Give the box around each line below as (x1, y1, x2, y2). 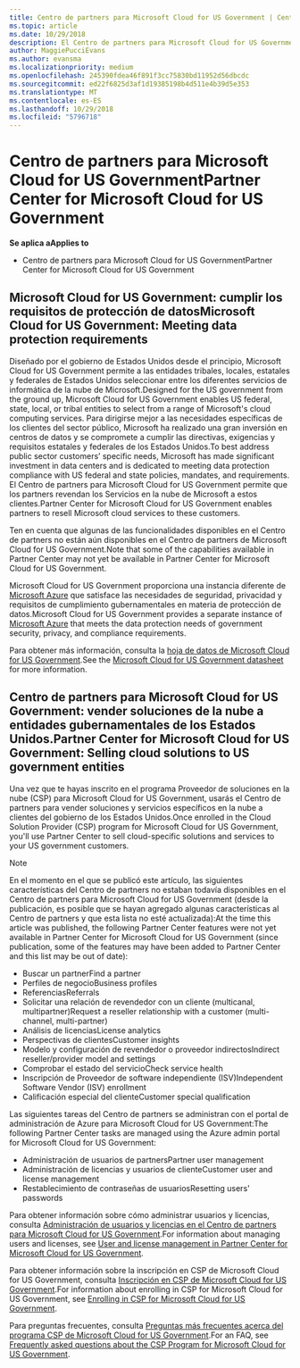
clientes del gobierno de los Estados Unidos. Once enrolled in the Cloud (9, 812, 271, 822)
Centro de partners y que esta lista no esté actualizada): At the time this (9, 913, 271, 923)
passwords (21, 1192, 63, 1203)
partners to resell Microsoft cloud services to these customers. (9, 507, 241, 518)
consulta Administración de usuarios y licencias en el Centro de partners (9, 1219, 277, 1230)
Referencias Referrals (21, 987, 100, 997)
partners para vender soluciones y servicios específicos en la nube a (9, 802, 263, 813)
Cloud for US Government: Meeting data (9, 318, 237, 333)
